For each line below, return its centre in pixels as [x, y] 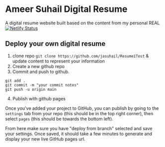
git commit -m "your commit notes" [42, 85]
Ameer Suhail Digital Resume [66, 9]
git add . [15, 80]
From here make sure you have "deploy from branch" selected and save [79, 128]
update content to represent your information [59, 61]
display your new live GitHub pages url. [45, 139]
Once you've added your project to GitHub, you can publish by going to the [82, 108]
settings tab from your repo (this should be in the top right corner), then [79, 113]
